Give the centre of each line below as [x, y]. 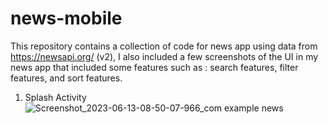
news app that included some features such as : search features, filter [154, 67]
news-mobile [66, 18]
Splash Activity [55, 97]
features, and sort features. [66, 78]
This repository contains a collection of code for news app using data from [164, 46]
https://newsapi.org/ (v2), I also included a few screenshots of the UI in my [164, 56]
